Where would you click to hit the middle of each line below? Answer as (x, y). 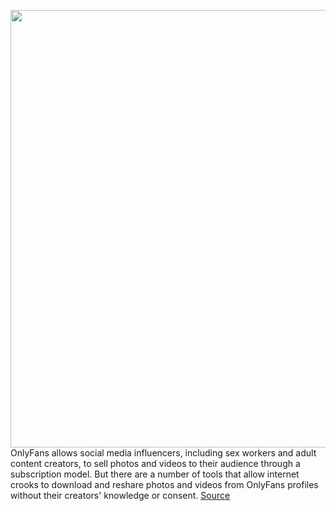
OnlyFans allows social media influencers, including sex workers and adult (163, 453)
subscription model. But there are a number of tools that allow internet (155, 474)
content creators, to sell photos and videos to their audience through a (155, 463)
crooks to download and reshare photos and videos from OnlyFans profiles (164, 484)
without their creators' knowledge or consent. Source (120, 495)
